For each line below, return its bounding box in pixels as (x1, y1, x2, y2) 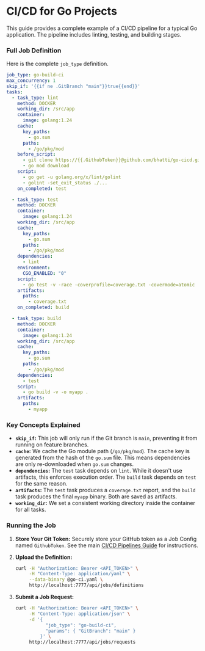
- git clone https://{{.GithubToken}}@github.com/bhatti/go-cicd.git (22, 157, 203, 163)
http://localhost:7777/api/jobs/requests (29, 639, 136, 646)
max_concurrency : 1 (6, 78, 56, 84)
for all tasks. (15, 506, 46, 514)
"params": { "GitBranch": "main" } (45, 628, 136, 634)
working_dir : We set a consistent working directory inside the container (15, 500, 196, 507)
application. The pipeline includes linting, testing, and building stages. (6, 31, 182, 38)
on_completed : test (17, 185, 67, 192)
